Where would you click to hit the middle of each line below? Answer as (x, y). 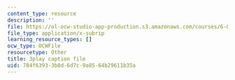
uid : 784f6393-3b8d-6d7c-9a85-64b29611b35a (72, 65)
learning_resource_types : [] (50, 40)
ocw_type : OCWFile (34, 46)
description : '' (31, 20)
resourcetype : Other (37, 53)
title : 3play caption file (47, 59)
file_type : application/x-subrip (56, 33)
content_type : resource (42, 14)
